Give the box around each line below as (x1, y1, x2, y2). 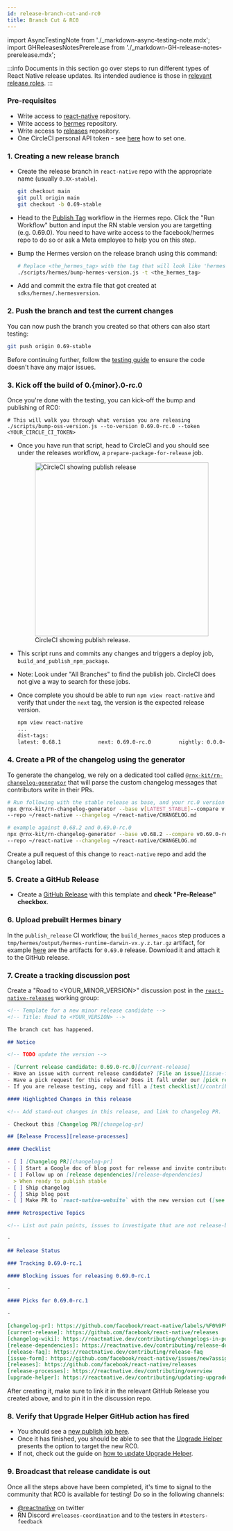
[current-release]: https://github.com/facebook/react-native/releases (7, 1329, 218, 1336)
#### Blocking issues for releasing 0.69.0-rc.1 (7, 1272, 150, 1279)
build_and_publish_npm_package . (17, 656, 110, 664)
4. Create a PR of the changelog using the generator (7, 755, 186, 764)
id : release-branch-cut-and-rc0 (7, 10, 101, 17)
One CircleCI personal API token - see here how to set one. (17, 133, 187, 142)
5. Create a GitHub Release (7, 874, 99, 884)
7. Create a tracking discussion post (7, 970, 130, 980)
